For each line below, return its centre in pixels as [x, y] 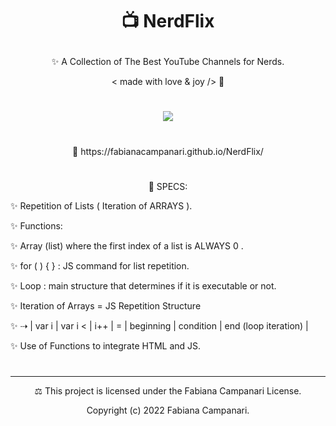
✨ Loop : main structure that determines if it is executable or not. [143, 285]
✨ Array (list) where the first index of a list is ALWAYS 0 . [127, 245]
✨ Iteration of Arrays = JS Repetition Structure [106, 305]
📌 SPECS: [168, 186]
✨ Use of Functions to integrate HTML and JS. [106, 345]
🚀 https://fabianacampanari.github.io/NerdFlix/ [168, 151]
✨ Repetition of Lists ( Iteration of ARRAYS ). [101, 205]
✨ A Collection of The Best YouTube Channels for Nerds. [168, 62]
